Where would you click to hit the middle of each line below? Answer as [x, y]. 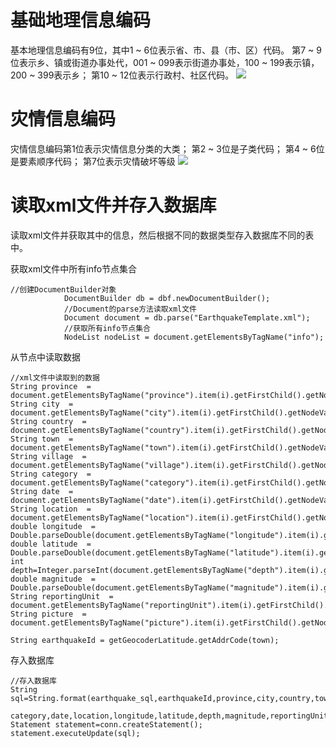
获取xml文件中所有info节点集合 [74, 268]
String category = [51, 474]
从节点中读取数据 [45, 357]
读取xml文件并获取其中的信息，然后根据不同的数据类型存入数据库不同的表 [162, 235]
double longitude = [53, 526]
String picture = [48, 614]
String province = [51, 386]
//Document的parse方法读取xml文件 [130, 309]
